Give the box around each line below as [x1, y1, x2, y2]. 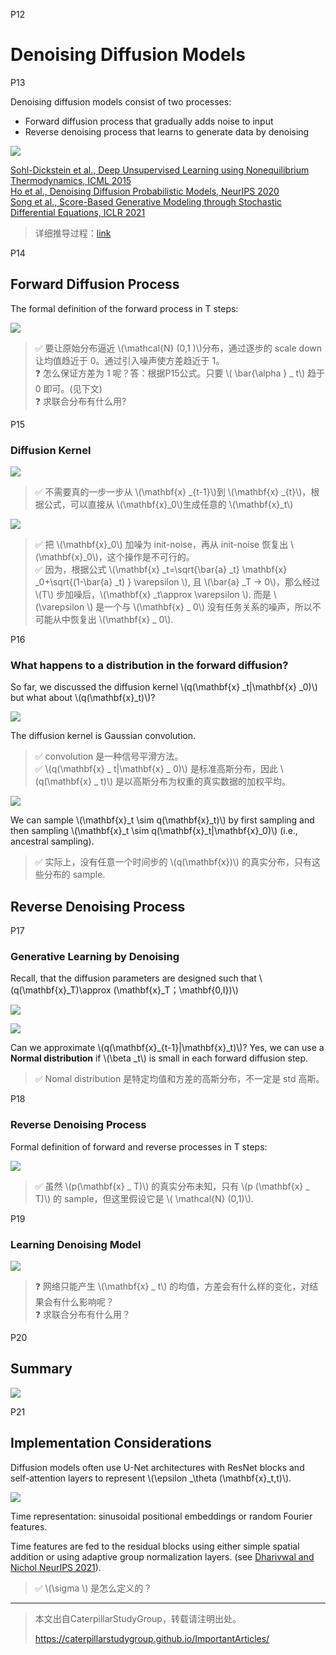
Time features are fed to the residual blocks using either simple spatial [10, 1540, 300, 1552]
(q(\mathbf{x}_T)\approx [10, 984, 112, 996]
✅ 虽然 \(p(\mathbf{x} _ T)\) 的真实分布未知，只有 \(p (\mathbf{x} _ [34, 1180, 310, 1192]
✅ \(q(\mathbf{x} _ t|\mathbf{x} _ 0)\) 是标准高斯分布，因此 [34, 763, 278, 775]
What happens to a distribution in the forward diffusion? [10, 658, 289, 672]
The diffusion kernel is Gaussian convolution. [10, 730, 196, 742]
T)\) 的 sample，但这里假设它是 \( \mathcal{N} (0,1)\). [34, 1192, 254, 1204]
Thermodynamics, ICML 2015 [10, 174, 132, 186]
